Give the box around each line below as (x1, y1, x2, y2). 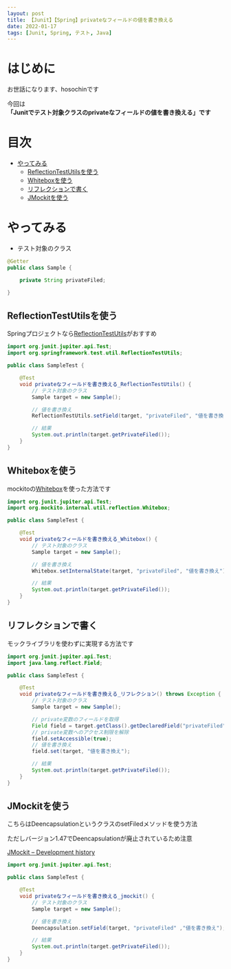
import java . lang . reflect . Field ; (7, 659, 103, 666)
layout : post (7, 10, 45, 17)
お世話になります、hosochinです (7, 85, 100, 94)
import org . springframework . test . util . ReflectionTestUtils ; (7, 350, 184, 356)
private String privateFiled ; (19, 277, 107, 284)
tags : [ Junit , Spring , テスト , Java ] (7, 29, 112, 36)
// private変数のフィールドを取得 (32, 716, 119, 723)
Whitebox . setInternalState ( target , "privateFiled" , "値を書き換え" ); (32, 567, 229, 575)
